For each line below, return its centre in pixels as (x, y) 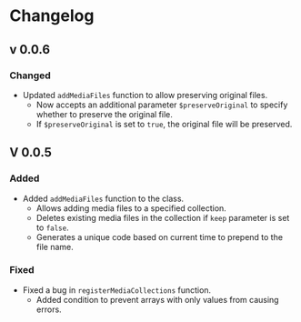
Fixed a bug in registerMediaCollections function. (117, 290)
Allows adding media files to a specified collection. (131, 208)
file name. (55, 247)
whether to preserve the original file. (104, 114)
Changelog (52, 16)
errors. (49, 309)
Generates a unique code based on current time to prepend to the (160, 236)
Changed (30, 75)
